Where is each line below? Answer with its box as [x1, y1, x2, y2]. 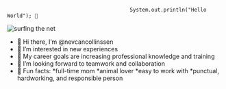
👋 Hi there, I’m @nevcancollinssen [16, 38, 114, 46]
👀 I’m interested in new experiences [16, 45, 118, 53]
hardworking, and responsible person [16, 74, 123, 82]
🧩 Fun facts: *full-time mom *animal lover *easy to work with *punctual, [16, 67, 219, 75]
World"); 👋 [7, 12, 38, 19]
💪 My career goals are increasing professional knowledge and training [16, 52, 215, 60]
